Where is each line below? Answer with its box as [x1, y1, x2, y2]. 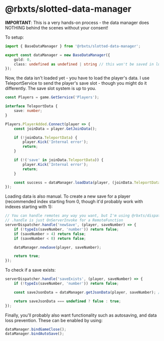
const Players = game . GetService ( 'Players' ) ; [5, 95, 99, 100]
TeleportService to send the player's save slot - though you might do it [5, 80, 147, 86]
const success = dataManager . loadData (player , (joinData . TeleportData [14, 180, 161, 185]
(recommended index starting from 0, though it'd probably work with [5, 199, 143, 205]
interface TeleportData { [5, 104, 58, 109]
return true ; [14, 253, 41, 259]
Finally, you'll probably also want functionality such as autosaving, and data [5, 312, 157, 318]
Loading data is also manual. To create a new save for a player [5, 193, 131, 199]
